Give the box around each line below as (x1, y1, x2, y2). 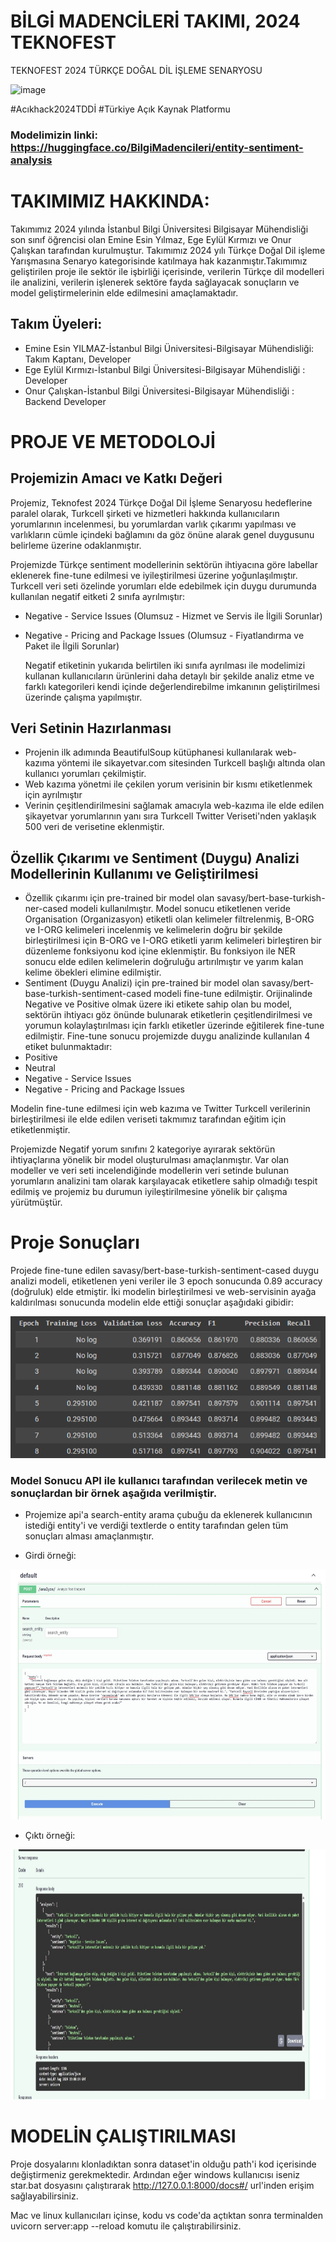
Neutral (24, 1062, 56, 1074)
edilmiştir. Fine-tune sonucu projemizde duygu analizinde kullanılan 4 (24, 1030, 311, 1042)
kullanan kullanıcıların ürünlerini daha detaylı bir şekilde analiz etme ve (24, 670, 315, 682)
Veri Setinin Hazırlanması (10, 720, 172, 737)
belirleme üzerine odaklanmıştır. (10, 539, 142, 551)
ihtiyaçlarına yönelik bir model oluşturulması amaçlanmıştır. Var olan (10, 1154, 290, 1166)
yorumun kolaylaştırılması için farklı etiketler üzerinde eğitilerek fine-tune (24, 1020, 325, 1032)
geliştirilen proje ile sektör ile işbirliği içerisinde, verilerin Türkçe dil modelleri (10, 265, 325, 277)
